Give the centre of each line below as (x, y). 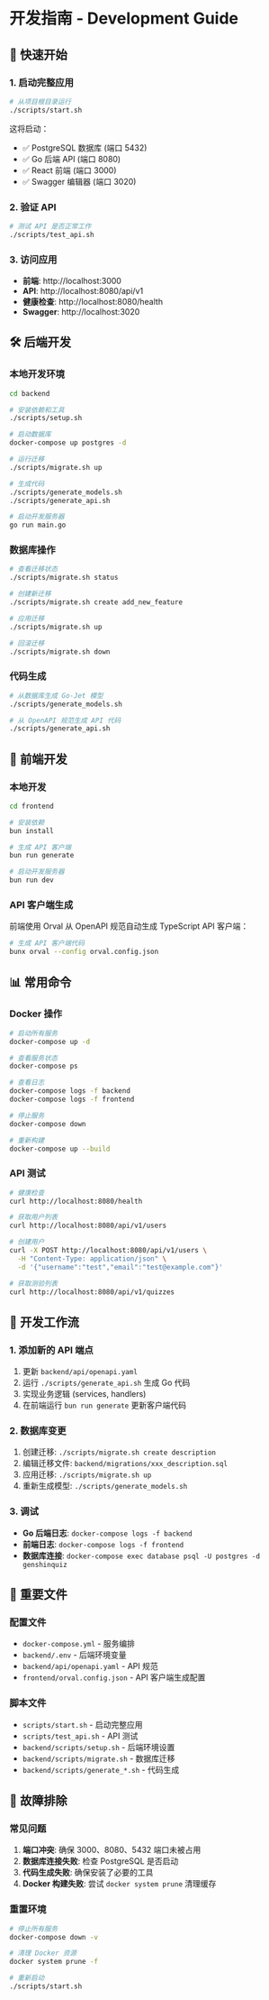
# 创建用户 (27, 1242)
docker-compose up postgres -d (68, 443)
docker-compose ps (44, 1066)
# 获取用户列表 (34, 1217)
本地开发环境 (37, 374)
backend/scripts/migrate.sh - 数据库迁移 (99, 1758)
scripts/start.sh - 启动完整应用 (82, 1724)
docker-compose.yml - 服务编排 (78, 1644)
